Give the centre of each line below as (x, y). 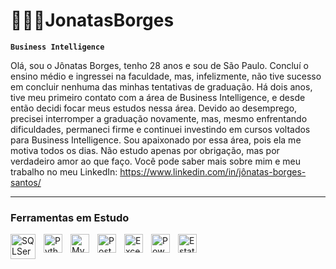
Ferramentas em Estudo (70, 217)
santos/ (26, 182)
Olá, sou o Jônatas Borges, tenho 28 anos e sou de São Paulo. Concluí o (159, 65)
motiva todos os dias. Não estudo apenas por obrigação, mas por (145, 150)
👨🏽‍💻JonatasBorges (92, 20)
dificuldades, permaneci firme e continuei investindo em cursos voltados (160, 129)
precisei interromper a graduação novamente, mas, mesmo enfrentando (159, 118)
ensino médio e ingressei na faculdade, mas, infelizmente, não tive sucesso (166, 76)
